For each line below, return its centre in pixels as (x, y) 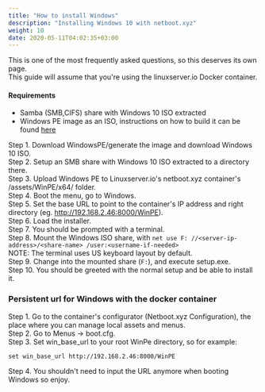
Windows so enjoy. (39, 379)
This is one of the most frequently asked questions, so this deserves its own (132, 60)
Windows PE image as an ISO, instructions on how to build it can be (130, 121)
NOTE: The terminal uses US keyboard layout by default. (100, 253)
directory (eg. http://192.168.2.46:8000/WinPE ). (86, 213)
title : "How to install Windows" (63, 15)
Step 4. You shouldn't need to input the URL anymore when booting (119, 371)
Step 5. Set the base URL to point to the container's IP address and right (126, 204)
